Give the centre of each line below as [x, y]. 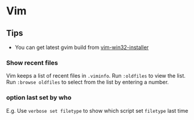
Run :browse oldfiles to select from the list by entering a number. [87, 82]
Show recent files [32, 63]
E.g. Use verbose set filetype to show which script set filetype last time [97, 110]
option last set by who [39, 98]
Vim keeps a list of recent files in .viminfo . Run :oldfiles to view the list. [96, 76]
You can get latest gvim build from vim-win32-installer [82, 47]
